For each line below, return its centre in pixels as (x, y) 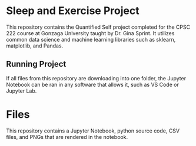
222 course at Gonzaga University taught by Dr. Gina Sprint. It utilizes (90, 33)
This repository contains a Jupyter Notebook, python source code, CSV (93, 131)
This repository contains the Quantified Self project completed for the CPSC (98, 27)
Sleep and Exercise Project (73, 11)
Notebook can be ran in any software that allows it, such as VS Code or (93, 84)
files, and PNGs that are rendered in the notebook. (67, 137)
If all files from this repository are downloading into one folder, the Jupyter (96, 78)
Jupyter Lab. (21, 91)
